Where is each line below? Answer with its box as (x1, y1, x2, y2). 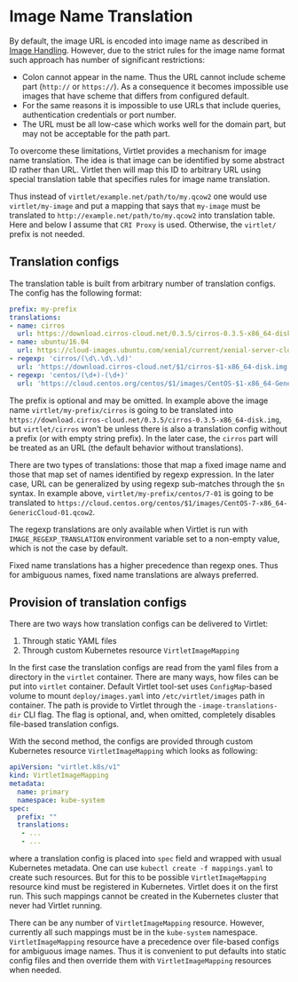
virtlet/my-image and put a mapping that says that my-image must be (9, 200, 261, 210)
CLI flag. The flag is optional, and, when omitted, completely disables (23, 709, 277, 720)
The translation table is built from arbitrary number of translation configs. (9, 278, 277, 289)
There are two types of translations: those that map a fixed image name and (9, 459, 286, 470)
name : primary (17, 788, 69, 796)
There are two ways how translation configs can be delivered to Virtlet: (9, 619, 269, 630)
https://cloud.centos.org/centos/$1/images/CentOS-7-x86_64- (57, 499, 288, 508)
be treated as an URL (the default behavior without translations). (9, 442, 244, 453)
